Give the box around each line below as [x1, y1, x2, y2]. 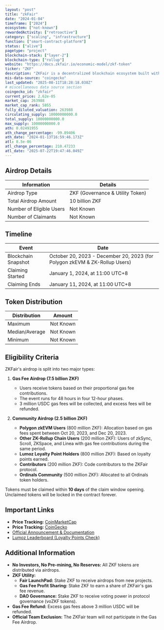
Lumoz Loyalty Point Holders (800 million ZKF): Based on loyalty [19, 451, 151, 456]
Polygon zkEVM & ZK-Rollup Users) [49, 259, 131, 266]
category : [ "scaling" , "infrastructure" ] [5, 35, 91, 40]
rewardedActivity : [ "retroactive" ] [5, 30, 78, 35]
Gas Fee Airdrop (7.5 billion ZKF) [12, 376, 79, 381]
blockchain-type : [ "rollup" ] [5, 57, 64, 62]
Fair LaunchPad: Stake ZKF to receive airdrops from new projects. [19, 577, 153, 583]
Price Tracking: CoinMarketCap [12, 519, 77, 525]
